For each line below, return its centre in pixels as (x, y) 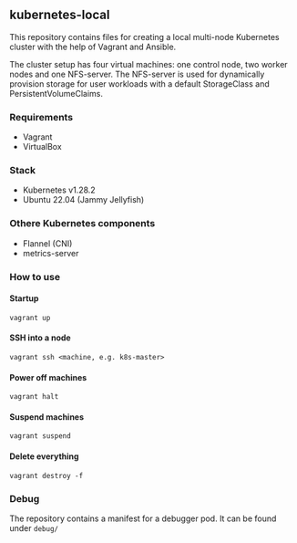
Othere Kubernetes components (82, 224)
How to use (35, 277)
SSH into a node (40, 338)
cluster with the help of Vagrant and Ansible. (93, 47)
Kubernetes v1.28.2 (59, 190)
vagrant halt (34, 397)
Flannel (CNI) (47, 243)
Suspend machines (47, 417)
